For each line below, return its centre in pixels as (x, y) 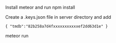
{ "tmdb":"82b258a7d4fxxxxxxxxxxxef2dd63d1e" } (57, 26)
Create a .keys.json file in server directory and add (58, 17)
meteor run (17, 36)
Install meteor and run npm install (40, 7)
